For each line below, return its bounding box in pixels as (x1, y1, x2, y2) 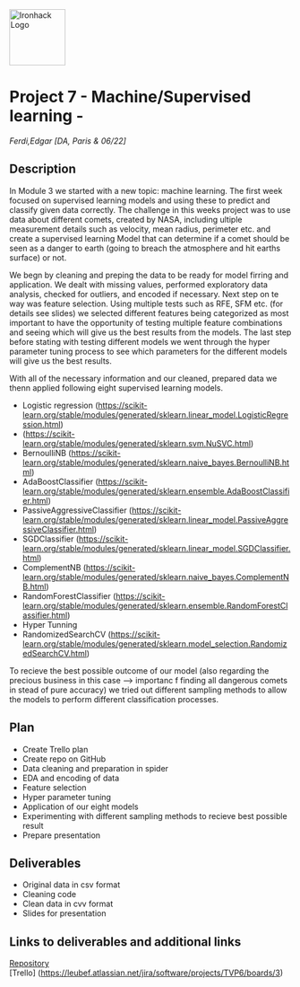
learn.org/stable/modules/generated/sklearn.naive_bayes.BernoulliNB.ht (21, 457, 289, 468)
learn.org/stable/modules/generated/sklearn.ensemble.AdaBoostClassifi (21, 485, 290, 497)
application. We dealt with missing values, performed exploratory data (9, 278, 269, 290)
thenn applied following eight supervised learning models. (9, 382, 224, 393)
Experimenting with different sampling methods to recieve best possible (21, 810, 288, 821)
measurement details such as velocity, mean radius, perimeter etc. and (9, 224, 271, 234)
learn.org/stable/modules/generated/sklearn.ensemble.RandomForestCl (21, 600, 288, 611)
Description (9, 162, 76, 177)
